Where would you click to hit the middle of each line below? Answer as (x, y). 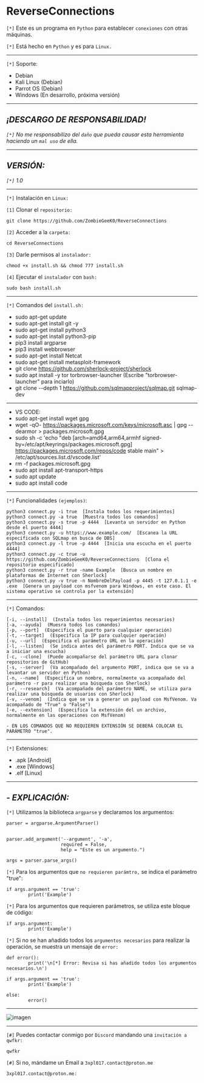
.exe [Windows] (35, 766)
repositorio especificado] (40, 565)
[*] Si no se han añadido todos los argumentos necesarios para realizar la (98, 940)
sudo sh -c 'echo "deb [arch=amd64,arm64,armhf (78, 438)
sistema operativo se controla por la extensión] (70, 591)
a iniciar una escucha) (36, 651)
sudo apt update (36, 476)
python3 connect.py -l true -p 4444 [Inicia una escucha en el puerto (99, 543)
